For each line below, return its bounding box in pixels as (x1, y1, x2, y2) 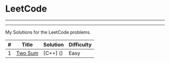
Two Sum (16, 49, 39, 56)
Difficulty (68, 41, 92, 48)
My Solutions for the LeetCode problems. (5, 29, 91, 35)
